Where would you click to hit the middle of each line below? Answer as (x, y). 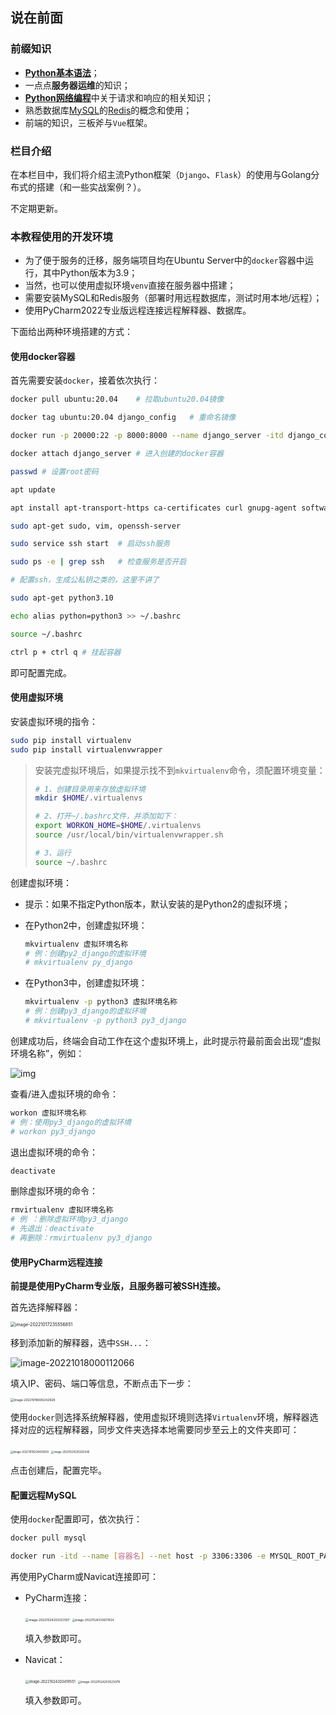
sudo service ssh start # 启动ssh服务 (90, 544)
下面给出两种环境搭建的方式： (71, 332)
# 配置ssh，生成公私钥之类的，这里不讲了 (85, 580)
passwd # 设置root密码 (54, 471)
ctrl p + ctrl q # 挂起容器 (66, 652)
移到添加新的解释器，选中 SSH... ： (81, 1343)
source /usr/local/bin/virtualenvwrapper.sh (129, 835)
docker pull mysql (48, 1538)
